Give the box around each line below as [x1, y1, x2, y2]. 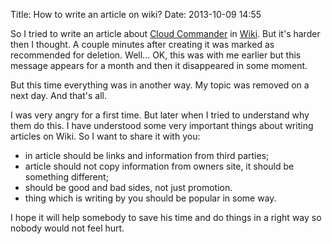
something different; [24, 171, 109, 183]
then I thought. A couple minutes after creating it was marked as [10, 39, 275, 50]
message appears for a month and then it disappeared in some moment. [10, 60, 308, 71]
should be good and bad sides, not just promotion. [24, 182, 233, 193]
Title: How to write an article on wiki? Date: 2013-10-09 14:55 [10, 9, 262, 20]
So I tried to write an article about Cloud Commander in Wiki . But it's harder [10, 28, 321, 39]
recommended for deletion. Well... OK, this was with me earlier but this [10, 49, 302, 61]
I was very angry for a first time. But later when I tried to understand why [10, 109, 310, 121]
